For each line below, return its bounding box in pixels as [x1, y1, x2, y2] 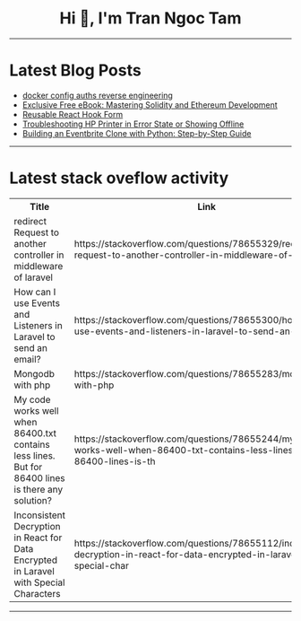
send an [13, 341, 47, 354]
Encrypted [13, 554, 58, 566]
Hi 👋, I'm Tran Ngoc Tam [59, 8, 242, 29]
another [13, 237, 47, 249]
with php [13, 379, 51, 391]
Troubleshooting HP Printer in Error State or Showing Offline [21, 118, 245, 129]
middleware [13, 259, 64, 272]
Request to [13, 226, 60, 239]
